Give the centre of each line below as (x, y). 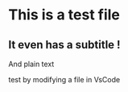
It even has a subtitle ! (64, 45)
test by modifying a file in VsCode (64, 79)
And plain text (31, 64)
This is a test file (64, 15)
